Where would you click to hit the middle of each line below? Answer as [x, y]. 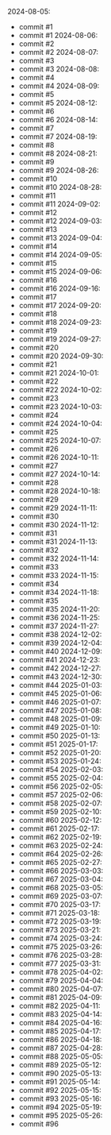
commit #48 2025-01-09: [60, 719]
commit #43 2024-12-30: [60, 677]
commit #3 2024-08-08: [59, 69]
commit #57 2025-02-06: [61, 795]
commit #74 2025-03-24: [61, 938]
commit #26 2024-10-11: [59, 457]
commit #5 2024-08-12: [58, 103]
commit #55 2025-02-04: [61, 778]
